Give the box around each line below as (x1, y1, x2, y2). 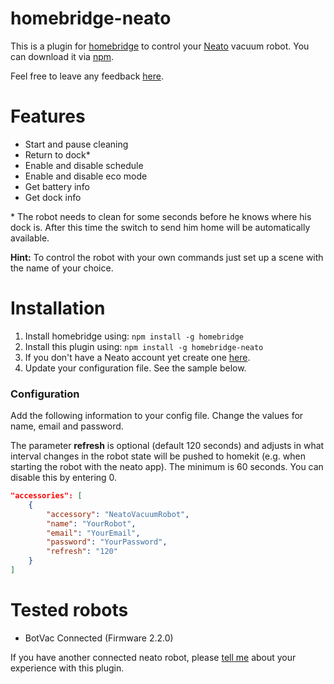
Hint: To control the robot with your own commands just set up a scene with (10, 251, 324, 263)
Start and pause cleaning (24, 138, 129, 150)
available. (10, 232, 50, 244)
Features (10, 105, 86, 128)
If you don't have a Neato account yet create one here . (24, 351, 251, 363)
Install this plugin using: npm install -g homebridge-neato (24, 340, 264, 352)
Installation (10, 297, 106, 320)
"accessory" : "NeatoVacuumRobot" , (46, 509, 190, 519)
